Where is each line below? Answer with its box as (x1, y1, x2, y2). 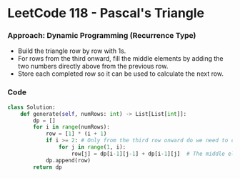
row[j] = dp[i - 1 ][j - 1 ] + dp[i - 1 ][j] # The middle (71, 150, 225, 157)
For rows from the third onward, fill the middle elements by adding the (17, 54, 224, 63)
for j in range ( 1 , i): (58, 144, 126, 151)
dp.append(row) (45, 157, 91, 164)
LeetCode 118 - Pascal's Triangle (7, 5, 205, 21)
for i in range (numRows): (33, 124, 111, 131)
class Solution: (7, 104, 56, 111)
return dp (33, 163, 62, 171)
